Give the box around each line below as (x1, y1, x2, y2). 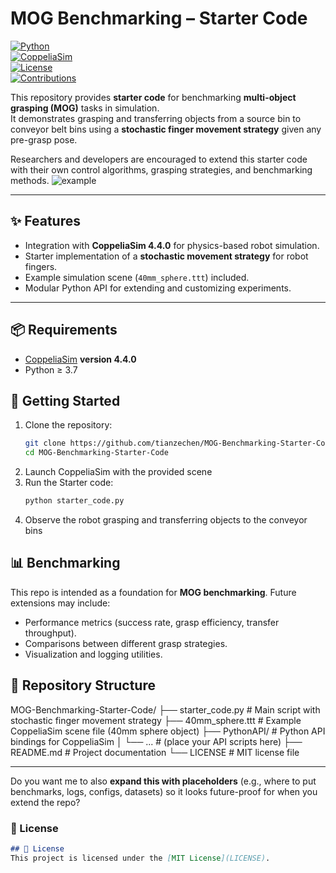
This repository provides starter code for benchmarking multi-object (10, 91, 297, 103)
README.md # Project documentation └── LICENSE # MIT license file (10, 746, 300, 758)
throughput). (24, 627, 77, 639)
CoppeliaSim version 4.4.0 (24, 353, 137, 365)
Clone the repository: (24, 419, 113, 431)
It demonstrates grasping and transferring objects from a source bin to (10, 112, 302, 124)
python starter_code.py (24, 496, 125, 506)
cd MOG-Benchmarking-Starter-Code (24, 448, 169, 458)
